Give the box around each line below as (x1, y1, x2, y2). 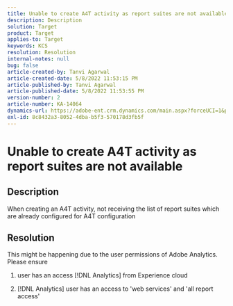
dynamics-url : (7, 107, 49, 114)
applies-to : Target (7, 36, 64, 43)
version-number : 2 (7, 95, 60, 102)
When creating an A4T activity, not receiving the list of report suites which (7, 204, 220, 213)
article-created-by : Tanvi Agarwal (7, 68, 110, 75)
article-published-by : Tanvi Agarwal (7, 81, 116, 88)
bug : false (7, 62, 39, 69)
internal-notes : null (7, 56, 70, 63)
